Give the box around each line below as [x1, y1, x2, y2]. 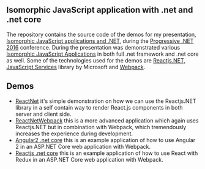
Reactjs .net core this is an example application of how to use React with [15, 149, 198, 157]
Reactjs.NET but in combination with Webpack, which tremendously [15, 123, 187, 130]
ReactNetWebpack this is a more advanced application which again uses [15, 116, 199, 124]
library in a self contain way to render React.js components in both [15, 103, 183, 111]
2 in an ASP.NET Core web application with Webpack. [15, 143, 151, 150]
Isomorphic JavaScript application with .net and [6, 5, 193, 15]
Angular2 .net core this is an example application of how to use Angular [15, 136, 196, 143]
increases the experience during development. [15, 130, 133, 137]
